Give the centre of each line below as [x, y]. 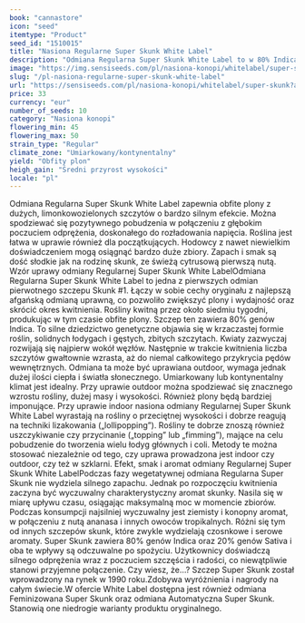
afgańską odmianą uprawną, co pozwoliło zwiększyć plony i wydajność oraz [152, 300]
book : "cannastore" [46, 18]
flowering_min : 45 [44, 128]
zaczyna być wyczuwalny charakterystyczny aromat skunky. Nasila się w [146, 493]
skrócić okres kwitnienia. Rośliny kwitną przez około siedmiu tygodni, [139, 310]
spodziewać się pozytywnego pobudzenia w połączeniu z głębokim [136, 223]
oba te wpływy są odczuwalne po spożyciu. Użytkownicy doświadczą [140, 550]
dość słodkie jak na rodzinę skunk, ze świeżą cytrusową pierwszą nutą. [143, 262]
